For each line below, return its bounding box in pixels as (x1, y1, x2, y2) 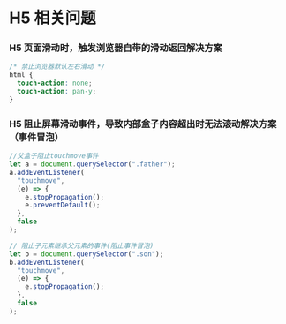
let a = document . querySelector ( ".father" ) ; (9, 160, 176, 169)
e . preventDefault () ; (25, 200, 101, 210)
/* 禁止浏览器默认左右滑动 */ (9, 63, 106, 72)
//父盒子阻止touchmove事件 (9, 152, 99, 161)
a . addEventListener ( (9, 168, 86, 177)
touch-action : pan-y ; (17, 87, 97, 96)
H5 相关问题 (9, 8, 96, 28)
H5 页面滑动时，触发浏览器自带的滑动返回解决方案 (9, 41, 223, 54)
